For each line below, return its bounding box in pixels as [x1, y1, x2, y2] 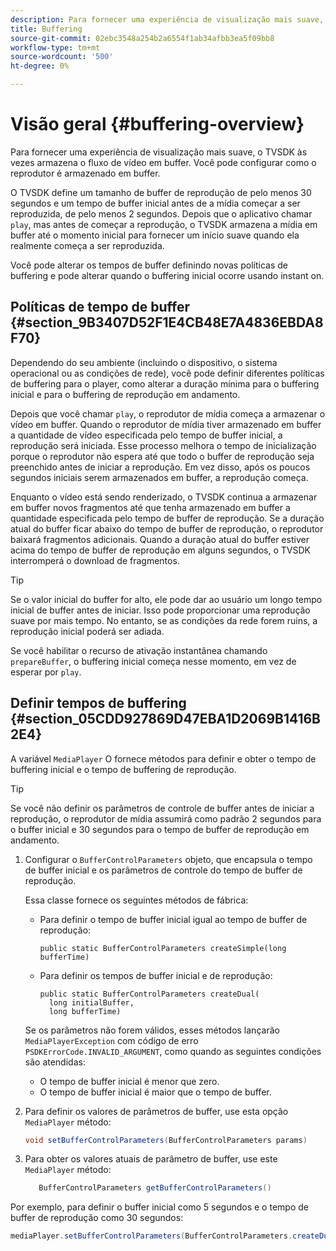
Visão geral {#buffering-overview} [10, 113, 305, 136]
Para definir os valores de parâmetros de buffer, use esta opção [24, 1105, 289, 1117]
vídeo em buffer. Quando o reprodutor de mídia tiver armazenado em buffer [10, 418, 322, 430]
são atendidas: [24, 1056, 86, 1068]
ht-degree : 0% [10, 61, 70, 71]
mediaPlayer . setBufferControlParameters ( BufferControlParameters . [10, 1231, 293, 1241]
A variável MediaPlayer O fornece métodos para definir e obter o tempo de [10, 752, 317, 765]
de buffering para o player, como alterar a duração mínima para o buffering [10, 377, 320, 390]
